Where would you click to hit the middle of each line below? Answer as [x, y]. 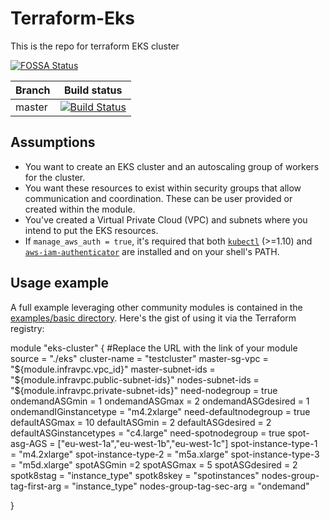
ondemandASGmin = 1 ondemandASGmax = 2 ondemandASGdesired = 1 [160, 401]
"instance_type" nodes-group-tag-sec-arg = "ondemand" [190, 486]
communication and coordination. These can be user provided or [158, 198]
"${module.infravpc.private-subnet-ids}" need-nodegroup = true [144, 390]
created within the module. [80, 209]
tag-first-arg [36, 486]
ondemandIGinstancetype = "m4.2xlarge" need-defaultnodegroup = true [160, 411]
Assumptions [53, 142]
